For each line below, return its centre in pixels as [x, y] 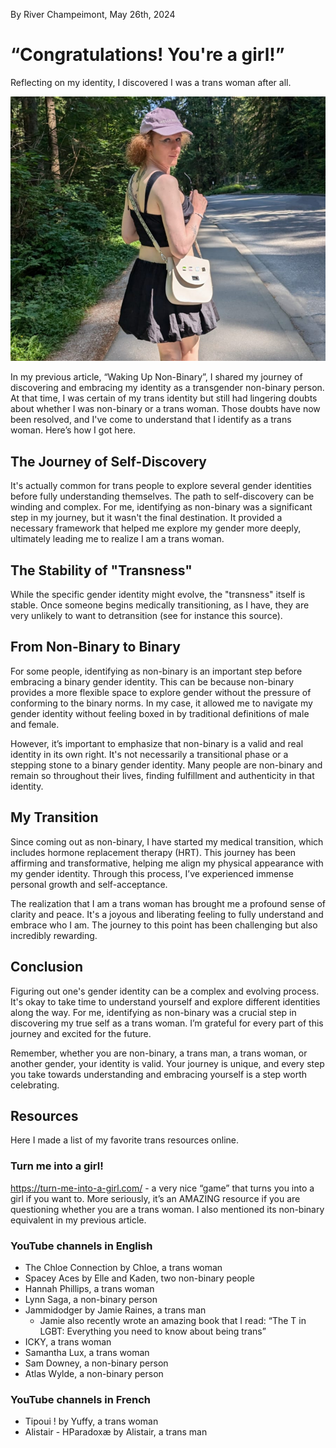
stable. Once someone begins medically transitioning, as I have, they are [160, 605]
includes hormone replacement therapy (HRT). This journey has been [153, 852]
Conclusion [47, 967]
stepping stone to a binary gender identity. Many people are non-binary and [166, 765]
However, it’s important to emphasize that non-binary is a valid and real [157, 743]
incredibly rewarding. [54, 935]
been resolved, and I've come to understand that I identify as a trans [151, 420]
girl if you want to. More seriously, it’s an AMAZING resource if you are [155, 1198]
